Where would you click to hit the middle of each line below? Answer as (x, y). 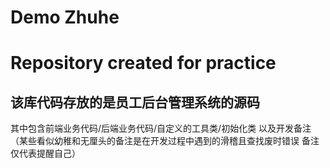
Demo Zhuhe (65, 17)
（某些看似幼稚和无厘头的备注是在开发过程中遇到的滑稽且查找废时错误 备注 (165, 141)
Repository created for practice (143, 63)
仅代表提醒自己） (45, 153)
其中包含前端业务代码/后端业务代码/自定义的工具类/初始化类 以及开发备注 (161, 128)
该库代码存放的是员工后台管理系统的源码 (135, 102)
